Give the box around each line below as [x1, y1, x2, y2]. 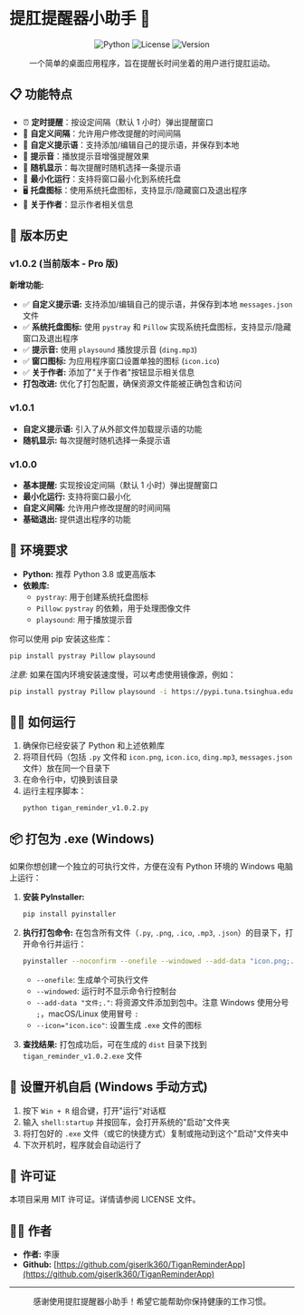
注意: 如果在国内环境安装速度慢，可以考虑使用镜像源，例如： [9, 669, 236, 680]
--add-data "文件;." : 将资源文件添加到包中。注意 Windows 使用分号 [35, 996, 290, 1007]
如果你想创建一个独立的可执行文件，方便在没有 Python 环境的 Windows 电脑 [9, 861, 294, 872]
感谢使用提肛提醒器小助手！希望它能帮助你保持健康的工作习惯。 [33, 1296, 271, 1307]
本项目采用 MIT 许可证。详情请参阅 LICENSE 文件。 [9, 1194, 201, 1205]
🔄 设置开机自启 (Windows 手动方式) [9, 1079, 208, 1094]
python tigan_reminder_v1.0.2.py [22, 804, 149, 813]
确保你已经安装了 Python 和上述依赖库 [22, 741, 166, 751]
